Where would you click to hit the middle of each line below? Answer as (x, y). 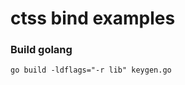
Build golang (41, 50)
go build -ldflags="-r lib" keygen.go (91, 70)
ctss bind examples (93, 18)
